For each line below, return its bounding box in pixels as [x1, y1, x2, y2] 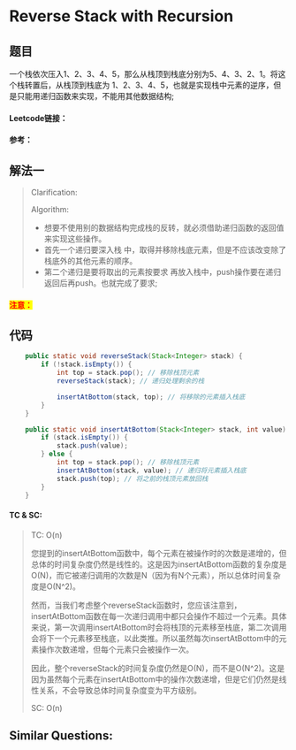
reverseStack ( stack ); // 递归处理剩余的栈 [56, 377, 205, 386]
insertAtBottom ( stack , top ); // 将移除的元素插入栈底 [56, 392, 246, 402]
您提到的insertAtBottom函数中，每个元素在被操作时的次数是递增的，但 [30, 547, 287, 558]
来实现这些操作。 [43, 233, 107, 244]
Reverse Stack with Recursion [9, 6, 234, 27]
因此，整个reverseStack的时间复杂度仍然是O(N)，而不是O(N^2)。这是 [30, 662, 285, 673]
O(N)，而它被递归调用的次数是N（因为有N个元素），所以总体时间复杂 [30, 570, 281, 580]
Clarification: [30, 187, 78, 197]
